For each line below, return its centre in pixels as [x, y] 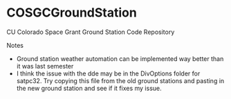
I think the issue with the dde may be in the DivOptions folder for [108, 73]
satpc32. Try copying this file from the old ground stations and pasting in [120, 80]
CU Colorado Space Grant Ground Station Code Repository [91, 32]
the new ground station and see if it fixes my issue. [89, 88]
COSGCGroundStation [72, 13]
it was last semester [45, 66]
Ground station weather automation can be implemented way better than [120, 58]
